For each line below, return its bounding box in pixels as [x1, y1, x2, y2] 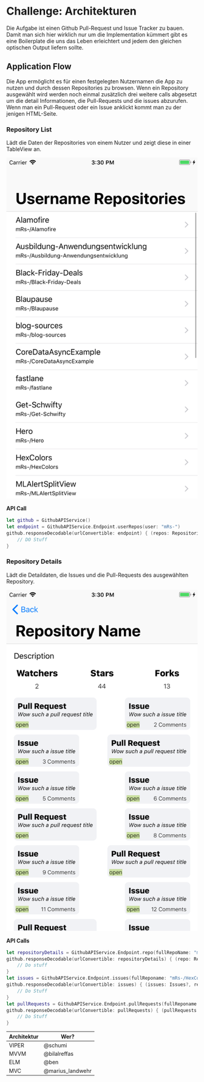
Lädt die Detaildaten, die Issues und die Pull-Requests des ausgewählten [6, 571, 189, 578]
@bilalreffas [43, 1050, 74, 1058]
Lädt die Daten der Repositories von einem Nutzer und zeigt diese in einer [6, 139, 191, 147]
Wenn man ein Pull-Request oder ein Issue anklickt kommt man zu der [6, 104, 182, 111]
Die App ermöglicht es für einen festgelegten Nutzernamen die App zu [6, 77, 183, 85]
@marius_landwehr [43, 1067, 92, 1074]
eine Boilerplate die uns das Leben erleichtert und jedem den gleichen [6, 37, 182, 44]
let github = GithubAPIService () [6, 518, 91, 524]
